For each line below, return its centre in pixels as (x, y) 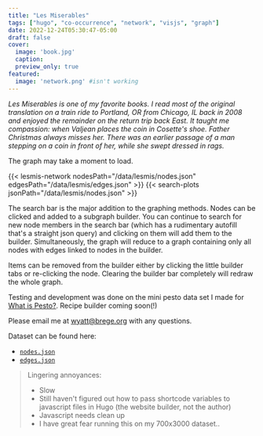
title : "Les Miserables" (49, 15)
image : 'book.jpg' (46, 52)
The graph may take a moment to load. (71, 161)
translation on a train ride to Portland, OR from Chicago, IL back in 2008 (125, 112)
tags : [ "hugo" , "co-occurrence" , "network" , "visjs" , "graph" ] (114, 23)
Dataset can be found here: (52, 336)
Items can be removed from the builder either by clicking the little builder (126, 265)
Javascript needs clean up (82, 415)
